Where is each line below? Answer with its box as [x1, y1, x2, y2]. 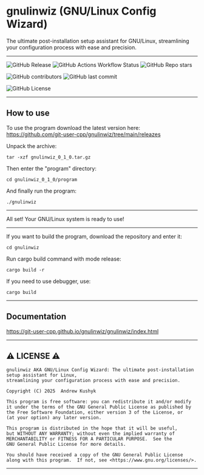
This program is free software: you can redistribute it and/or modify [6, 399, 191, 405]
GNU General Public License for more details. [6, 442, 126, 448]
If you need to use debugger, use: [6, 278, 91, 285]
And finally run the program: [6, 187, 77, 194]
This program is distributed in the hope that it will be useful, [6, 425, 178, 432]
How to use [6, 108, 50, 118]
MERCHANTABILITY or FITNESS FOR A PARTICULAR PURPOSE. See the [6, 436, 172, 442]
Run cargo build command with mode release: [6, 255, 121, 262]
